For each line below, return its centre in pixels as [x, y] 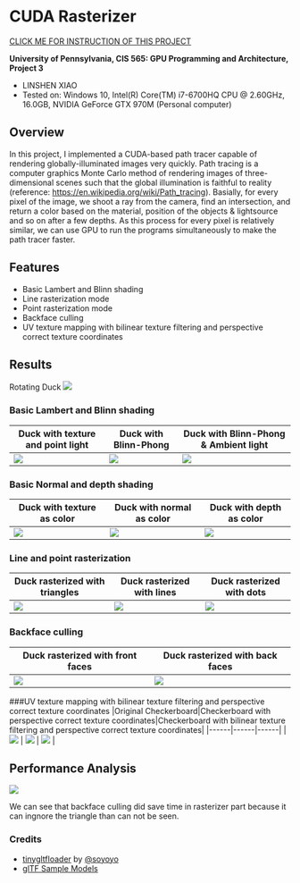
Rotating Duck [35, 387]
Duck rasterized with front [79, 655]
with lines [155, 593]
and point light [57, 444]
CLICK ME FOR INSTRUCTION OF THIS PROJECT [100, 41]
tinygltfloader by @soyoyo [70, 859]
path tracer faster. [42, 240]
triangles [59, 593]
